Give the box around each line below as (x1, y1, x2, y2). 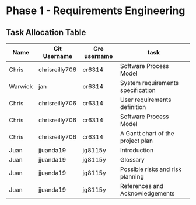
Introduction (120, 146, 153, 154)
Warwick (9, 83, 33, 90)
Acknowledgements (120, 189, 175, 197)
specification (120, 86, 156, 94)
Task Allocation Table (6, 28, 86, 37)
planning (120, 173, 144, 180)
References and (120, 182, 164, 190)
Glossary (120, 156, 145, 163)
